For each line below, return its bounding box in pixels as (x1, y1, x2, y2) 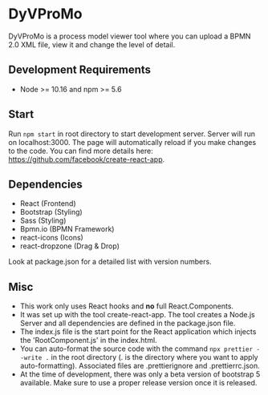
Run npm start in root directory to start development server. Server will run (8, 129, 255, 139)
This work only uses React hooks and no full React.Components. (19, 301, 234, 311)
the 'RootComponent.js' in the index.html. (19, 336, 158, 345)
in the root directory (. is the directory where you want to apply (51, 353, 258, 362)
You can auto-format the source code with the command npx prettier (19, 344, 254, 353)
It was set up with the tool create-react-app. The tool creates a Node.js (19, 310, 255, 320)
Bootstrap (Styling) (19, 208, 83, 217)
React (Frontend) (19, 199, 76, 208)
